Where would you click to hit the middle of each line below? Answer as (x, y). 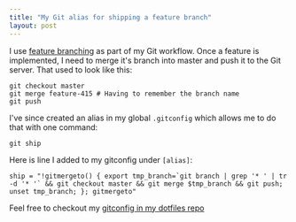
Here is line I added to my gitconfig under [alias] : (101, 159)
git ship (25, 143)
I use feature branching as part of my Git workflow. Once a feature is (134, 50)
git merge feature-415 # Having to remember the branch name (125, 94)
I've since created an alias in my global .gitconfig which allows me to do (143, 118)
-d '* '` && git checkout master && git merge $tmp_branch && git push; (146, 184)
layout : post (33, 26)
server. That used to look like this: (71, 69)
